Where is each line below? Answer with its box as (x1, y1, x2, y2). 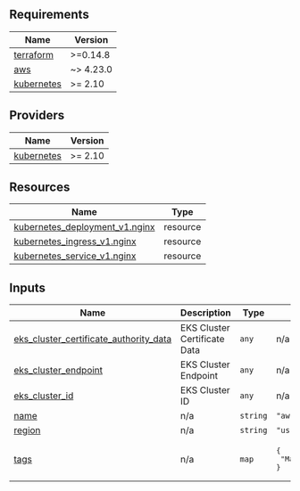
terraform (13, 48, 54, 61)
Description (179, 307, 232, 319)
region (13, 424, 41, 437)
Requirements (9, 7, 89, 22)
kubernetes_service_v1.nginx (13, 250, 137, 262)
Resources (9, 180, 71, 195)
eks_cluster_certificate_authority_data (13, 333, 172, 346)
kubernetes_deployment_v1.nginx (13, 221, 155, 233)
